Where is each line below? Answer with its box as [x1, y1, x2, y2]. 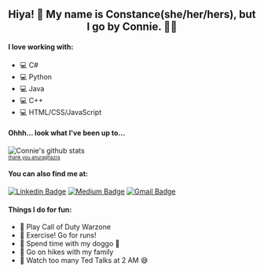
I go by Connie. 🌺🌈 [86, 20, 178, 34]
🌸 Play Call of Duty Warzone [19, 222, 112, 232]
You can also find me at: [8, 169, 89, 179]
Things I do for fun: [8, 205, 72, 214]
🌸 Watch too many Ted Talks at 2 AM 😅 [19, 256, 148, 265]
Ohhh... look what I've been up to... [8, 128, 126, 138]
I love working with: [8, 42, 74, 51]
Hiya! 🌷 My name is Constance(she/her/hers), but [8, 8, 256, 21]
